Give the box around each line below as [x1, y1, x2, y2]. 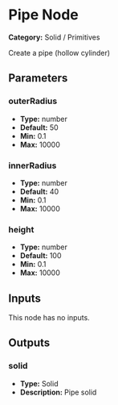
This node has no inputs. [8, 313, 90, 323]
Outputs [8, 336, 51, 350]
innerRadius [8, 160, 57, 171]
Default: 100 [19, 251, 62, 261]
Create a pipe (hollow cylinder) [8, 48, 111, 57]
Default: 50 [19, 123, 59, 132]
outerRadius [8, 95, 58, 106]
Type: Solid [19, 378, 59, 388]
